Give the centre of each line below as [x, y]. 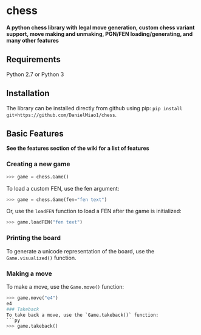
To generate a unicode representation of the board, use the [80, 251]
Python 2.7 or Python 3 [35, 74]
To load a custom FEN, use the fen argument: [63, 188]
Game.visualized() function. [42, 258]
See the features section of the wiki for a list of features [78, 148]
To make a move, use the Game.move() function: [65, 286]
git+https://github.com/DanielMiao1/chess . [62, 115]
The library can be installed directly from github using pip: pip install [94, 108]
